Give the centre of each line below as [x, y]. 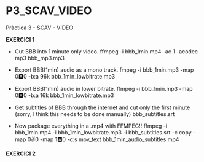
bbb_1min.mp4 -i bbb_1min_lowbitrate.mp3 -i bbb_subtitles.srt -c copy [103, 132]
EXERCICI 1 [20, 39]
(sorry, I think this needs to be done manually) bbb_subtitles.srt [95, 114]
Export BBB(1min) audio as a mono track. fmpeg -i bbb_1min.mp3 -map [104, 70]
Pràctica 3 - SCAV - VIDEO [40, 28]
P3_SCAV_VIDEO [49, 11]
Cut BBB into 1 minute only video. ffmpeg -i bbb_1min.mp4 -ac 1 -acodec [106, 51]
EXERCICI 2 [21, 153]
